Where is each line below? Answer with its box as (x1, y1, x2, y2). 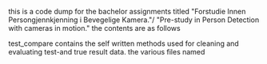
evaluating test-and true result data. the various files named (8, 47, 205, 56)
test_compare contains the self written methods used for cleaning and (8, 39, 240, 48)
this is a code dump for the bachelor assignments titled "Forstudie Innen (8, 7, 246, 16)
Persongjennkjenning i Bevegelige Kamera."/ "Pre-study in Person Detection (8, 15, 260, 24)
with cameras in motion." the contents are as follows (8, 24, 181, 32)
